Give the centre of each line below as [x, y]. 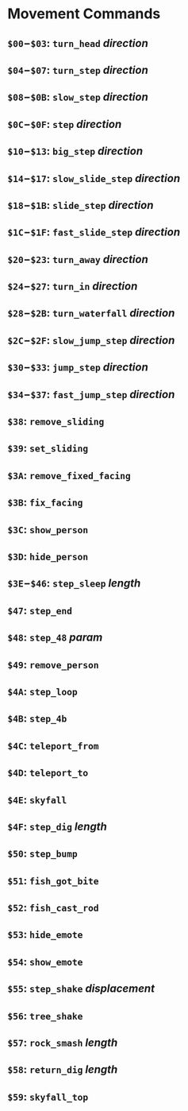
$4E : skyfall [37, 799]
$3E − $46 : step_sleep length [74, 584]
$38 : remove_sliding [56, 422]
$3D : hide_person [48, 556]
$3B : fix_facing [45, 503]
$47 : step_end [40, 610]
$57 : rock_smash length [63, 1043]
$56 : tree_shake [45, 1015]
